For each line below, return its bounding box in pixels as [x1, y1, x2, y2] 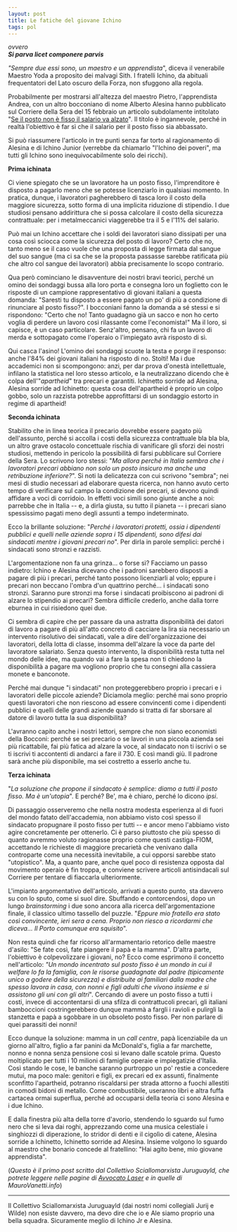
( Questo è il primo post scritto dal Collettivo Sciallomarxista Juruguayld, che [8, 1166, 230, 1175]
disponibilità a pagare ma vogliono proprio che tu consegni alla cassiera [8, 662, 217, 671]
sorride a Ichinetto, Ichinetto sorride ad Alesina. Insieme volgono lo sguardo [8, 1138, 228, 1146]
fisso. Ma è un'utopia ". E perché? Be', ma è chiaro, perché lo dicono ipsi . [8, 792, 219, 800]
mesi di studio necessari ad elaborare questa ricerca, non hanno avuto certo [8, 479, 229, 487]
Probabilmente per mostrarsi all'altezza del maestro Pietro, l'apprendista [8, 92, 217, 101]
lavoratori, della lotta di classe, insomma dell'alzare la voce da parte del [8, 640, 215, 649]
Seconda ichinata [8, 413, 60, 422]
